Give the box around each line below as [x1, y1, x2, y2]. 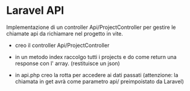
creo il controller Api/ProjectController [14, 42, 110, 49]
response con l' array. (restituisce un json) [14, 60, 121, 67]
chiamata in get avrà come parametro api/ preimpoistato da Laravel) [14, 78, 184, 85]
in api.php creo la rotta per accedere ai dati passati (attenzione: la [14, 71, 179, 78]
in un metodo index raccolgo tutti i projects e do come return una [14, 53, 177, 60]
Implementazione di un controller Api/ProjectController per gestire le [6, 24, 176, 31]
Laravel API [6, 4, 65, 17]
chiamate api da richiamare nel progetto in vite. [6, 30, 124, 37]
